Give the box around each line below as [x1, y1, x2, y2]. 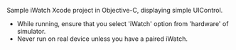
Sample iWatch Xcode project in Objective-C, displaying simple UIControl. [6, 6, 223, 14]
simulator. [16, 27, 46, 35]
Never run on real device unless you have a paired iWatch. [16, 35, 188, 43]
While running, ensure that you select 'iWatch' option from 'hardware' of [16, 20, 229, 27]
